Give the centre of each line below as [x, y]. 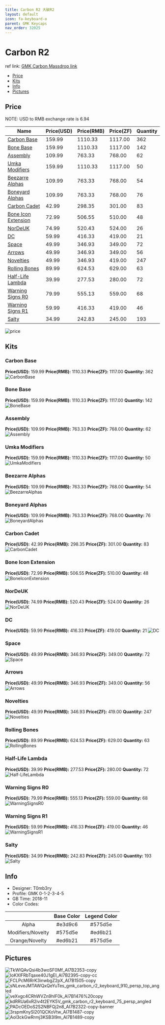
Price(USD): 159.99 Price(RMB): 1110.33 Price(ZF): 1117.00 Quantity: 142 [79, 400]
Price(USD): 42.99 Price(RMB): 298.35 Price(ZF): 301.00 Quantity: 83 [77, 544]
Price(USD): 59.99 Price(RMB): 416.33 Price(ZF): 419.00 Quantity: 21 [76, 631]
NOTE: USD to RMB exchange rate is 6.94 [47, 118]
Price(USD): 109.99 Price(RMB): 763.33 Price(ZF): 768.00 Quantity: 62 [78, 429]
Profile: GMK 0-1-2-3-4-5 [38, 894]
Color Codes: [26, 904]
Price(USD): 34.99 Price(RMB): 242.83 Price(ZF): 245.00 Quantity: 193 [78, 856]
